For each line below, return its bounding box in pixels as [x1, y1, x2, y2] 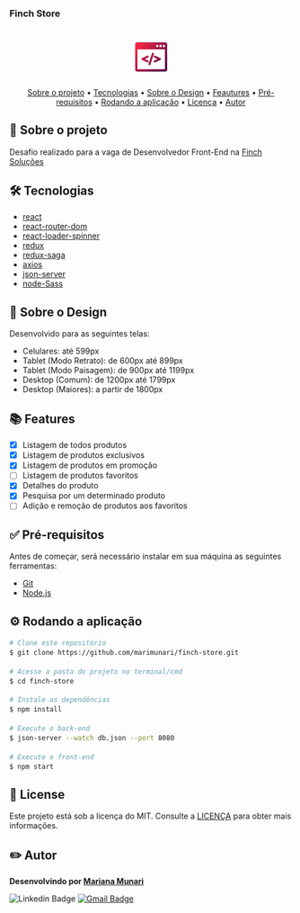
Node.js [22, 587, 52, 598]
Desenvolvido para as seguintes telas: [9, 328, 150, 339]
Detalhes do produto [22, 480, 99, 491]
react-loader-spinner [22, 230, 101, 241]
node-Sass [22, 278, 64, 290]
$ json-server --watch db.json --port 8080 [9, 733, 175, 742]
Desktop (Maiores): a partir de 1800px [22, 384, 163, 395]
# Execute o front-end [9, 752, 94, 762]
